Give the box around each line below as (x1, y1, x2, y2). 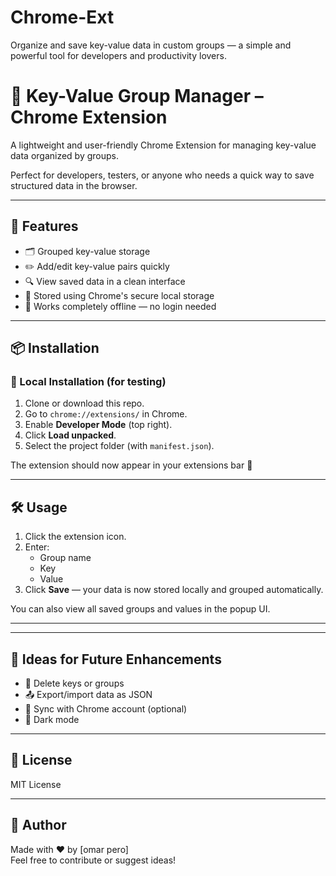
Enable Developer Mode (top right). (24, 419, 173, 431)
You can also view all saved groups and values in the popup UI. (10, 603, 271, 615)
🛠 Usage (10, 499, 68, 516)
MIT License (10, 778, 62, 790)
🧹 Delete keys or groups (24, 677, 125, 689)
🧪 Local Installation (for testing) (10, 375, 167, 388)
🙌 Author (10, 817, 67, 834)
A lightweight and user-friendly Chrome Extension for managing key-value (10, 139, 317, 151)
